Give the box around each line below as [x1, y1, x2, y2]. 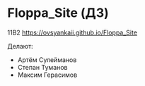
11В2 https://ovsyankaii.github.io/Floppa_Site [7, 28, 138, 37]
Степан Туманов [17, 63, 68, 71]
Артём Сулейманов [17, 55, 77, 64]
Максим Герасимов [17, 70, 78, 79]
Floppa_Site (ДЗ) [7, 5, 110, 21]
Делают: [7, 42, 33, 50]
